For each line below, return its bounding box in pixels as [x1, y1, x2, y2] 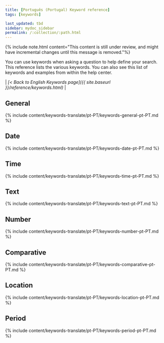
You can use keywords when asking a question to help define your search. [5, 59, 158, 65]
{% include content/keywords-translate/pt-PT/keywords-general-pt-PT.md [5, 112, 159, 118]
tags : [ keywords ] [5, 12, 41, 17]
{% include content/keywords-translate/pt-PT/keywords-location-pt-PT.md [5, 294, 160, 300]
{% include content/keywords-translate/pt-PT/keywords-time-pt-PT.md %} [5, 173, 160, 179]
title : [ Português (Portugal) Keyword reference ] [5, 7, 110, 12]
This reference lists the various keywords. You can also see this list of [5, 64, 148, 70]
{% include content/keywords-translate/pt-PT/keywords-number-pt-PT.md [5, 228, 159, 235]
